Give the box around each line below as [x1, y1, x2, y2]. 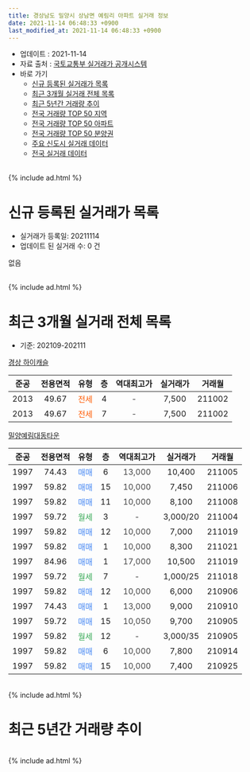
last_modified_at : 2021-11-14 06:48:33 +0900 [8, 26, 161, 34]
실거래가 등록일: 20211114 [19, 232, 100, 241]
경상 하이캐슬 [8, 357, 49, 367]
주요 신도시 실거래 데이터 [31, 138, 109, 148]
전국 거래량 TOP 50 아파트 [31, 119, 113, 128]
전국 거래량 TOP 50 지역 [31, 109, 107, 119]
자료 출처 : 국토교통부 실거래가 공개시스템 [19, 59, 148, 68]
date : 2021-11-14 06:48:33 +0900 [8, 19, 119, 27]
